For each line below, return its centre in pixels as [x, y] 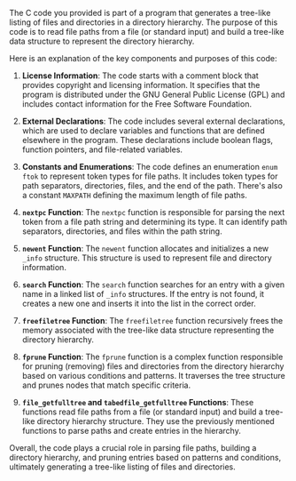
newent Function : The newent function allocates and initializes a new [145, 249]
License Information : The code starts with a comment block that [140, 76]
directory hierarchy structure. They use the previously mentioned [156, 421]
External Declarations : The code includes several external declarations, [153, 121]
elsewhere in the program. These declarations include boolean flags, [147, 140]
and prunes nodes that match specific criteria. [106, 385]
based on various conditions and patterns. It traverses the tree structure [153, 376]
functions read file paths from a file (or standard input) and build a [143, 412]
